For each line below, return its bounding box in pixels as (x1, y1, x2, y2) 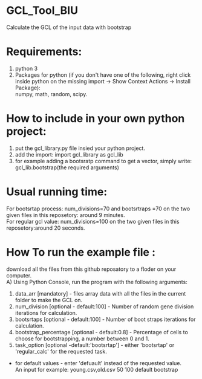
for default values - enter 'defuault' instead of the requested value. (15, 359, 182, 366)
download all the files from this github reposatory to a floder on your (6, 265, 177, 273)
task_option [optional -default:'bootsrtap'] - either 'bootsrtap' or (15, 341, 175, 348)
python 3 (15, 65, 38, 72)
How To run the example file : (6, 245, 156, 259)
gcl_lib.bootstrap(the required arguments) (15, 164, 120, 171)
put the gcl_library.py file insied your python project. (15, 144, 145, 152)
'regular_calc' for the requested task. (15, 348, 107, 355)
